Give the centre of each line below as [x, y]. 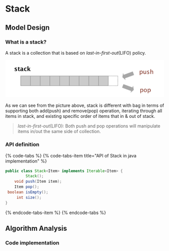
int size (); [29, 197]
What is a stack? [26, 42]
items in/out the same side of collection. [59, 132]
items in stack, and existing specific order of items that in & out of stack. [80, 116]
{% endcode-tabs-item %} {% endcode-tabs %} [56, 213]
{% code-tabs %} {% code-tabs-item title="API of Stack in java [71, 155]
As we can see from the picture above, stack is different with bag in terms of [85, 106]
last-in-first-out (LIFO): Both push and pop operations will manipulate [89, 126]
